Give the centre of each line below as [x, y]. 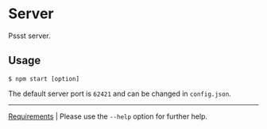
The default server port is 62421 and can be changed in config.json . [120, 93]
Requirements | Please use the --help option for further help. [108, 116]
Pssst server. [29, 36]
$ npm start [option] [44, 79]
